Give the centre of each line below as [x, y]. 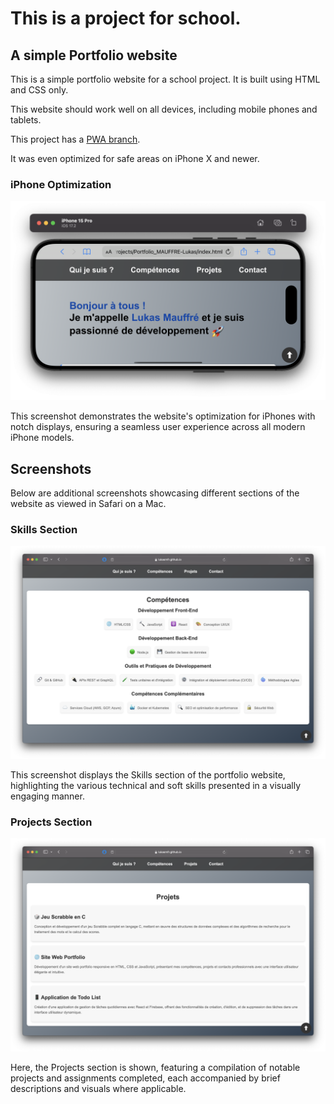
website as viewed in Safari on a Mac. [88, 504]
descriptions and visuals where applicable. [98, 1088]
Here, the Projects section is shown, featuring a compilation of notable [155, 1067]
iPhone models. [42, 438]
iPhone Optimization [61, 184]
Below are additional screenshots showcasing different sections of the [155, 493]
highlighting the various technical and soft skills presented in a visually [156, 785]
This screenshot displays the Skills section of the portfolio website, [148, 774]
